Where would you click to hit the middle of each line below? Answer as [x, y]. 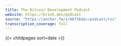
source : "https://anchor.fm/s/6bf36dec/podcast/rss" [61, 19]
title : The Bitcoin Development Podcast [48, 10]
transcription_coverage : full [37, 24]
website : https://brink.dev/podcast [43, 14]
